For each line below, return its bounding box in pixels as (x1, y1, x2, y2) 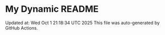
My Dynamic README (5, 3, 99, 15)
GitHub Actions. (5, 25, 38, 31)
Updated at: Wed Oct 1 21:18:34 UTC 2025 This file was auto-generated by (5, 20, 160, 26)
